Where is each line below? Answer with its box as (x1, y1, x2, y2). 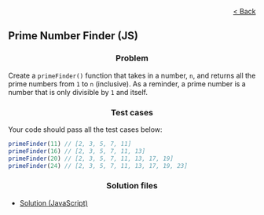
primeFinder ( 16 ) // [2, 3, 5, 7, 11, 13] (8, 147, 146, 155)
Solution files (105, 180, 159, 191)
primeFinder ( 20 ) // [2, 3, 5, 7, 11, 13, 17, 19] (8, 155, 174, 162)
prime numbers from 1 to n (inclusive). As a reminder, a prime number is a (8, 78, 246, 89)
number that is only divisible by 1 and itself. (8, 87, 148, 97)
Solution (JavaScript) (19, 198, 88, 207)
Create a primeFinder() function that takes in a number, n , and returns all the (8, 71, 256, 80)
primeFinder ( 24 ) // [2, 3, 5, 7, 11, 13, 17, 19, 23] (8, 162, 189, 169)
